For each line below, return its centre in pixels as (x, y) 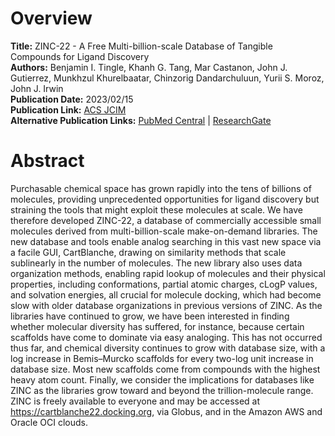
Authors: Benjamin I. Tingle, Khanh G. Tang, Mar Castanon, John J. (149, 67)
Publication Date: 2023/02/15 (72, 99)
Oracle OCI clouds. (49, 422)
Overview (51, 18)
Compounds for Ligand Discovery (80, 56)
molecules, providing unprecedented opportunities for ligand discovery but (165, 199)
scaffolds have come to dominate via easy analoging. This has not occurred (166, 337)
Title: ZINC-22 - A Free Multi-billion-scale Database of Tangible (141, 46)
